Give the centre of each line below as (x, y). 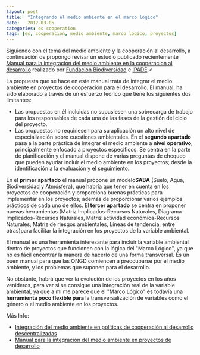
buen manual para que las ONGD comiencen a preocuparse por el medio (95, 261)
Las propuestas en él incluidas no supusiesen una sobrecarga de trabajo (104, 112)
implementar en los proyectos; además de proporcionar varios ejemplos (94, 199)
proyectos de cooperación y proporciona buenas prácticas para (84, 193)
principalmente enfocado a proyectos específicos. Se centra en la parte (103, 150)
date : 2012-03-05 (30, 23)
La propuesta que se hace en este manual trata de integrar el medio (89, 81)
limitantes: (19, 100)
